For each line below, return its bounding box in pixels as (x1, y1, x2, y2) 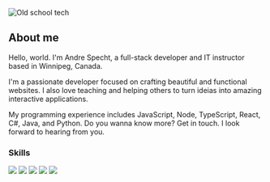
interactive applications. (8, 94, 88, 104)
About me (8, 31, 59, 44)
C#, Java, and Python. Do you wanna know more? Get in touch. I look (8, 118, 240, 128)
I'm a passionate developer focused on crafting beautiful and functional (8, 77, 247, 87)
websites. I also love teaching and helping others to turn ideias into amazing (8, 85, 262, 95)
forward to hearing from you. (8, 126, 105, 137)
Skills (8, 146, 31, 158)
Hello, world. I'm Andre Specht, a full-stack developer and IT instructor (8, 53, 245, 62)
